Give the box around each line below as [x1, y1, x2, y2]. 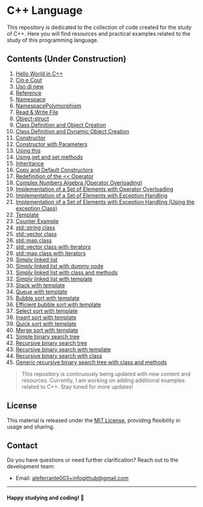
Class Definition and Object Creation [15, 121, 107, 129]
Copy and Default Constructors [15, 166, 93, 173]
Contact [7, 440, 38, 450]
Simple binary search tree [15, 333, 80, 340]
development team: [7, 463, 55, 470]
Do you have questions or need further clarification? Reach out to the [7, 456, 179, 464]
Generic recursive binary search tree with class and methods [15, 359, 167, 366]
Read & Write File [15, 108, 59, 115]
